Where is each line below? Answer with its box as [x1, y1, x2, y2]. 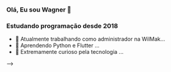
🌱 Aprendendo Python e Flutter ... [15, 42, 100, 49]
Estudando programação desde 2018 [6, 21, 118, 30]
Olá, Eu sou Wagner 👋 [6, 5, 71, 14]
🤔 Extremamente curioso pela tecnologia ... [15, 48, 124, 56]
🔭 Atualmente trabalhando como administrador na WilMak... [15, 36, 166, 43]
